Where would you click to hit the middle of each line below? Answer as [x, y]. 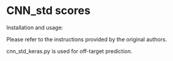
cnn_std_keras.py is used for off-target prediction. [69, 51]
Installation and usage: [35, 27]
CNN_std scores [48, 11]
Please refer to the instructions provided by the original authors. [87, 39]
